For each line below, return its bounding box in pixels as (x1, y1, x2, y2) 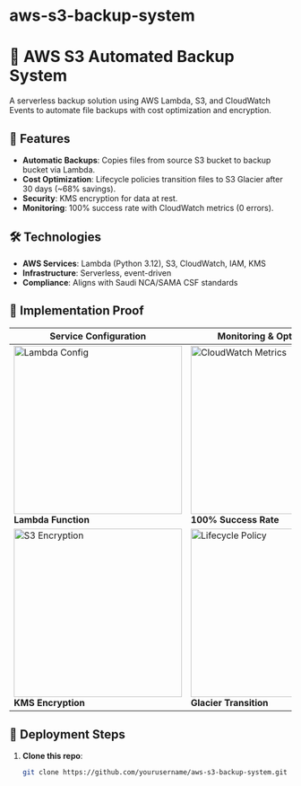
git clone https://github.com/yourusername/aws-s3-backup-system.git (21, 768, 288, 777)
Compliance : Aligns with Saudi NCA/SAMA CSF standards (21, 277, 238, 287)
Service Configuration (48, 330, 146, 342)
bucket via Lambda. (21, 163, 96, 175)
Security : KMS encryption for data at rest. (21, 192, 178, 203)
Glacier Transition (191, 696, 269, 709)
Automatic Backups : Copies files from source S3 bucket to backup (21, 155, 271, 165)
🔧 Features (9, 131, 71, 146)
